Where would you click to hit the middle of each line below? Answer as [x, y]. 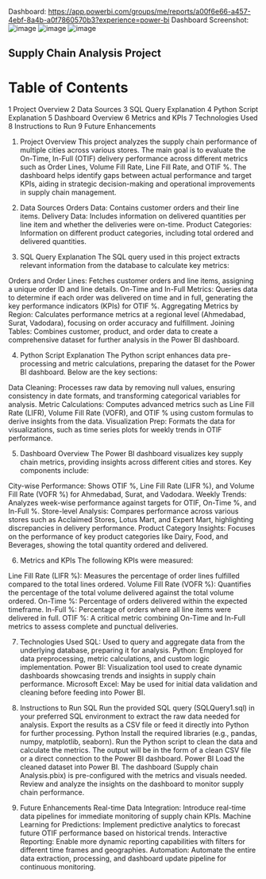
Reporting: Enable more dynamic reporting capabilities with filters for [133, 842]
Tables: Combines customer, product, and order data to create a [113, 331]
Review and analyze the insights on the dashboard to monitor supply [132, 784]
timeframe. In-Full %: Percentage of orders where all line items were [120, 610]
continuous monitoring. [58, 867]
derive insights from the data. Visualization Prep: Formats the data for [122, 421]
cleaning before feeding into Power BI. [82, 693]
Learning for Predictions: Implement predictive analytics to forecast [130, 825]
